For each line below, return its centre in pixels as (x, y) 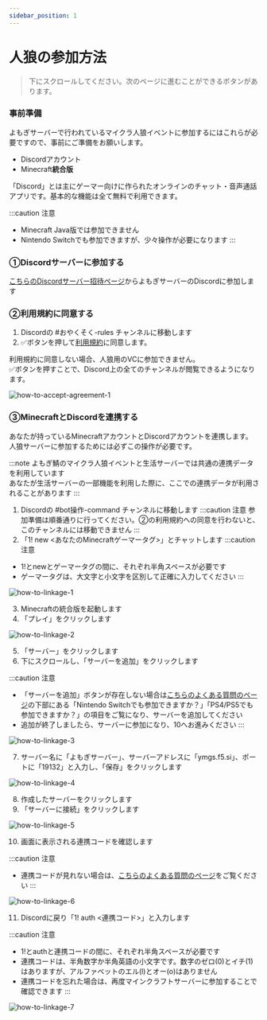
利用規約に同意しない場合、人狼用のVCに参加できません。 (104, 360)
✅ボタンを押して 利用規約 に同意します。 (86, 342)
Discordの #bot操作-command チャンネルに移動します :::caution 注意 (133, 509)
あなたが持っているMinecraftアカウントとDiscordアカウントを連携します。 (131, 436)
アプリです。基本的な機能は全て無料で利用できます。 (95, 196)
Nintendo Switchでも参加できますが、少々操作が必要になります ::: (128, 239)
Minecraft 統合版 (47, 169)
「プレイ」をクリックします (66, 618)
